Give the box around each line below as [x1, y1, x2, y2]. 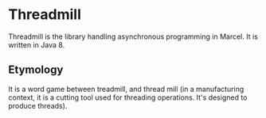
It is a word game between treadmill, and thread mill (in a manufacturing [8, 84, 244, 93]
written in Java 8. [8, 40, 65, 49]
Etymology [8, 63, 64, 77]
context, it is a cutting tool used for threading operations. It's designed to [8, 93, 248, 102]
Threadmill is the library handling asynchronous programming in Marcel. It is [8, 32, 259, 41]
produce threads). [8, 101, 68, 110]
